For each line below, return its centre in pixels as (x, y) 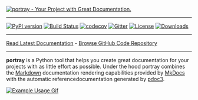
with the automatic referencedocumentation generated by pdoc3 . (85, 79)
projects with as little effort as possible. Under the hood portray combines (96, 66)
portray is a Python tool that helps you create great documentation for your (98, 60)
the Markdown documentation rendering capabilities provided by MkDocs (95, 73)
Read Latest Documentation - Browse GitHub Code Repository (82, 43)
